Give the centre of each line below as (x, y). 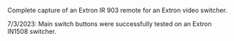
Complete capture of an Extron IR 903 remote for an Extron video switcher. (117, 10)
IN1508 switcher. (32, 31)
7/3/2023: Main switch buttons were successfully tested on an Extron (110, 24)
